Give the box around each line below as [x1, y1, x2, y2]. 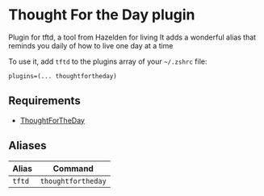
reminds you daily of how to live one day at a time [8, 40, 174, 50]
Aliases [8, 139, 47, 152]
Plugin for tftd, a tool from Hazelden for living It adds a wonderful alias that [8, 32, 257, 42]
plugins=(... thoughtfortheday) [8, 72, 117, 80]
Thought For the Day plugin [8, 6, 195, 24]
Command [52, 163, 94, 174]
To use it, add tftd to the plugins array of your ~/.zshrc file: [8, 56, 207, 66]
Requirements [8, 94, 81, 108]
